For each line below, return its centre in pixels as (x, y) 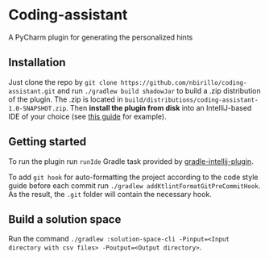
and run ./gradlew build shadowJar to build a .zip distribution (159, 90)
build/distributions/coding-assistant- (192, 100)
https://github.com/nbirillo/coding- (184, 82)
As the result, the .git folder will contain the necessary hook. (110, 194)
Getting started (48, 142)
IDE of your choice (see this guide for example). (87, 116)
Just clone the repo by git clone (63, 82)
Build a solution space (65, 219)
